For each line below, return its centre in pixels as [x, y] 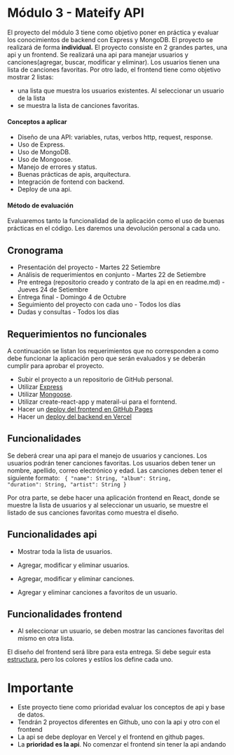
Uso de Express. [41, 144]
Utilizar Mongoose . [45, 394]
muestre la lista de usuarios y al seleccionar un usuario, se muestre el [108, 505]
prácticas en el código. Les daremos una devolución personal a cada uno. [114, 229]
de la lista [31, 98]
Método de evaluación [40, 205]
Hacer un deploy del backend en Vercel [74, 416]
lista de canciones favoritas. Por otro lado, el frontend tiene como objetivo [114, 69]
